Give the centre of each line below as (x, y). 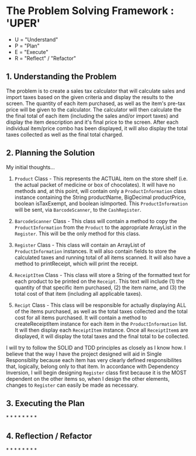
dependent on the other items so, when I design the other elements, (88, 379)
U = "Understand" (36, 39)
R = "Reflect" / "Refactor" (45, 58)
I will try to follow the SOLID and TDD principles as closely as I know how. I (96, 347)
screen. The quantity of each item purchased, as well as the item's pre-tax (96, 103)
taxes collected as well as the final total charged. (65, 134)
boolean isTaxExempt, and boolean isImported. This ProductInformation (101, 203)
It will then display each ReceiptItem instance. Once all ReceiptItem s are (101, 330)
